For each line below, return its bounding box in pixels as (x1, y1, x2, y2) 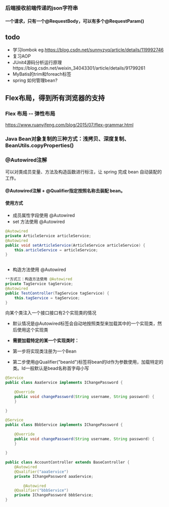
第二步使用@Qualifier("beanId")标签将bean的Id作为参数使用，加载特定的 (12, 359, 163, 365)
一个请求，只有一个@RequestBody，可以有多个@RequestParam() (5, 18, 145, 24)
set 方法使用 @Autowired (12, 218, 65, 225)
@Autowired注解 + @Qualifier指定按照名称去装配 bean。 (5, 188, 125, 194)
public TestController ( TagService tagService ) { (5, 291, 109, 296)
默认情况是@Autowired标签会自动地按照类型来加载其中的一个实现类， (12, 320, 158, 326)
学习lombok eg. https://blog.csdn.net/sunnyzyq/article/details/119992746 (12, 47, 164, 53)
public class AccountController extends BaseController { (5, 460, 130, 465)
